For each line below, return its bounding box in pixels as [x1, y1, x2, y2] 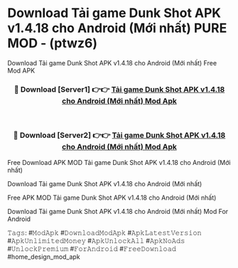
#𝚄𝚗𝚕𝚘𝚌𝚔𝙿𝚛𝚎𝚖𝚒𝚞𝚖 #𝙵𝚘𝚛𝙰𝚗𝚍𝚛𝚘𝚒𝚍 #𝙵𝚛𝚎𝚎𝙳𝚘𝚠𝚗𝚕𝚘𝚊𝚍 [7, 244, 176, 253]
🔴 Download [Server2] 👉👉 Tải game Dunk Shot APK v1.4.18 [13, 130, 226, 140]
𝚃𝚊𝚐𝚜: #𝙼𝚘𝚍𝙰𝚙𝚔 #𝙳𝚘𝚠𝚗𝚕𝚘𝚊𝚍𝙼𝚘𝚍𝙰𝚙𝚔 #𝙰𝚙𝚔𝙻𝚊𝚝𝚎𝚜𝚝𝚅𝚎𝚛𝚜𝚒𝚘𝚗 [7, 228, 202, 237]
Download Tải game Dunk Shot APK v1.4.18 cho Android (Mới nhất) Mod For [7, 207, 229, 215]
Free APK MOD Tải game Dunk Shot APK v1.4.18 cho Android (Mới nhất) [7, 193, 217, 202]
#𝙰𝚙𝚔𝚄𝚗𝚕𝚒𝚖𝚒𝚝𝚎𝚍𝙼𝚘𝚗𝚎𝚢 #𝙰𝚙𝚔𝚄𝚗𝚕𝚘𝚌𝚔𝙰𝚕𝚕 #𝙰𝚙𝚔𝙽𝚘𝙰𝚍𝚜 [7, 236, 185, 245]
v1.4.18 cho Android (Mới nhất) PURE [7, 20, 227, 36]
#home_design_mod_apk [7, 252, 80, 261]
